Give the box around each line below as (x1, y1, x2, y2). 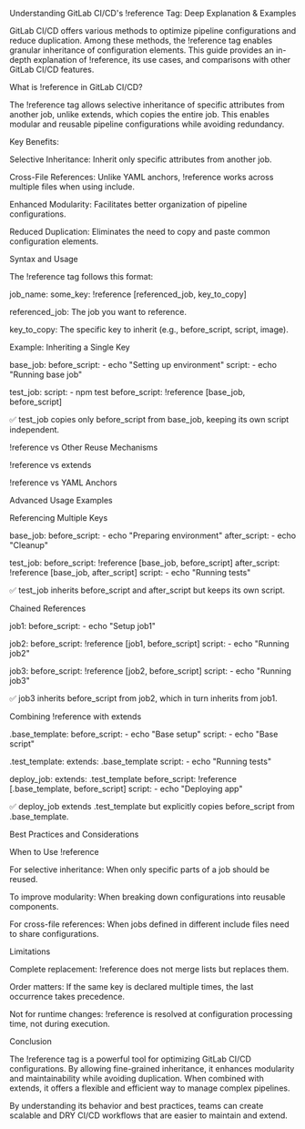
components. (9, 901, 59, 911)
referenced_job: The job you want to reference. (9, 307, 187, 317)
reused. (9, 874, 38, 884)
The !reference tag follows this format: (9, 271, 154, 281)
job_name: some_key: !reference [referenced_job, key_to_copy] (9, 289, 248, 300)
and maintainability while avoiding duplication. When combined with (9, 1073, 264, 1083)
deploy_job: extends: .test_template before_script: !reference (9, 774, 238, 784)
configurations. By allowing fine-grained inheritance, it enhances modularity (9, 1063, 295, 1073)
